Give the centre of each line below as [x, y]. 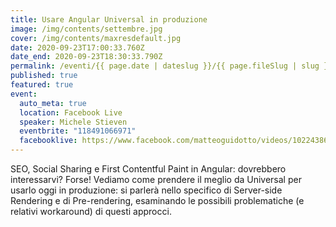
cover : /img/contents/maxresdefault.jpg [96, 38]
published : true [44, 76]
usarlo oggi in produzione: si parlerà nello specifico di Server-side [146, 190]
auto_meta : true [53, 103]
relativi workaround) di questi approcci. [91, 211]
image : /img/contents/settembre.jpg [86, 29]
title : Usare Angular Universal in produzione [109, 19]
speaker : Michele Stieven [73, 122]
